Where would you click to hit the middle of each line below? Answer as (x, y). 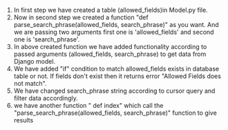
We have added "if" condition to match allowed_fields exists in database (116, 69)
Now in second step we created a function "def (81, 17)
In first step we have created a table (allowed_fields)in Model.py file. (111, 10)
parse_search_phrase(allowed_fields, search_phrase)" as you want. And (116, 25)
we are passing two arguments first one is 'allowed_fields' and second (114, 32)
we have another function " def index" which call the (88, 105)
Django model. (35, 61)
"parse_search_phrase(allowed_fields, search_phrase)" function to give (115, 113)
